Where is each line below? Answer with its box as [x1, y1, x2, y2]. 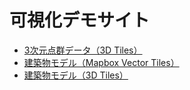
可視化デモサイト [9, 9, 151, 32]
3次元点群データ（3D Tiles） [23, 44, 143, 56]
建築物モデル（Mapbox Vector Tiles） [23, 56, 180, 68]
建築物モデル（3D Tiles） [23, 69, 129, 81]
